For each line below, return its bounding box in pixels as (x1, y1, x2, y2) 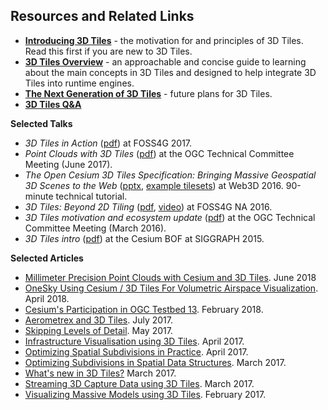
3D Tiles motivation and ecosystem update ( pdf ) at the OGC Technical (24, 211, 316, 223)
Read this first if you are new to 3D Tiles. (24, 45, 193, 57)
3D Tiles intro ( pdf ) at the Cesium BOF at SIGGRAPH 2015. (24, 232, 265, 244)
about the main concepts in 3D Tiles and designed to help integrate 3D (24, 66, 317, 78)
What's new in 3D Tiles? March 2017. (24, 367, 177, 379)
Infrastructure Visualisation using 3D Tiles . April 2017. (24, 335, 245, 347)
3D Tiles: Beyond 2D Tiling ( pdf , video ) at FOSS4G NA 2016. (24, 200, 273, 213)
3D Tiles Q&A (24, 98, 82, 110)
